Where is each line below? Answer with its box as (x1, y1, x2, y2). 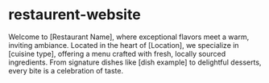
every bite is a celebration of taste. (8, 65, 124, 75)
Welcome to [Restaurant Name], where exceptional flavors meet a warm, (8, 32, 250, 41)
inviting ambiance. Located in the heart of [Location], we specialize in (8, 40, 239, 49)
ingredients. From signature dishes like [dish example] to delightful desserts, (8, 57, 262, 67)
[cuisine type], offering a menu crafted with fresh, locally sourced (8, 49, 226, 58)
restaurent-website (8, 6, 141, 24)
